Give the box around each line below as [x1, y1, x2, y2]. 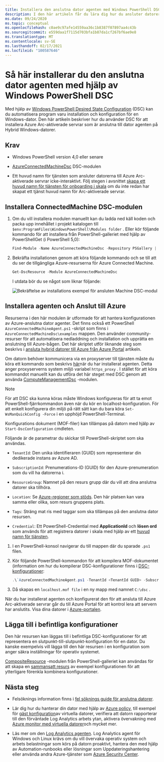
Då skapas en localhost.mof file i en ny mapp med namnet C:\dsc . [12, 586, 150, 592]
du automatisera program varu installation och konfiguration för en [5, 111, 139, 117]
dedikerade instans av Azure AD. [12, 455, 78, 461]
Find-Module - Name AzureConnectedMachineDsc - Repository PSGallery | [12, 246, 157, 251]
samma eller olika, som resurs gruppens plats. [12, 499, 105, 505]
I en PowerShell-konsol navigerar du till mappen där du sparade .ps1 [12, 543, 150, 549]
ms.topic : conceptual [5, 21, 49, 26]
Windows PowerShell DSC [5, 90, 114, 101]
